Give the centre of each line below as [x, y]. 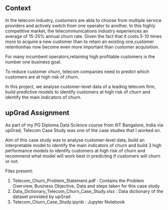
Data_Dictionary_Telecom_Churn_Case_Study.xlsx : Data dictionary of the [88, 191]
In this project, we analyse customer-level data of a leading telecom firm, [80, 86]
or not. [12, 161]
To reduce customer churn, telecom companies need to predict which [77, 71]
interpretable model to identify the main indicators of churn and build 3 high [83, 145]
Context [18, 8]
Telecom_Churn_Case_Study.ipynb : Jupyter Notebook [69, 201]
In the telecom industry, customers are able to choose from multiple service [83, 20]
